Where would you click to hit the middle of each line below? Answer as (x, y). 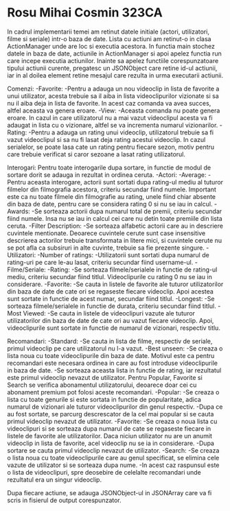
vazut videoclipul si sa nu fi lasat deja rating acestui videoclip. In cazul (106, 139)
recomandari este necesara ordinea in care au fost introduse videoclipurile (113, 363)
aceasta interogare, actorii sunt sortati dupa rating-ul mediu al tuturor (125, 182)
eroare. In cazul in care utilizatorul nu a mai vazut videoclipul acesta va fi (110, 117)
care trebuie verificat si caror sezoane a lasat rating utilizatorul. (96, 154)
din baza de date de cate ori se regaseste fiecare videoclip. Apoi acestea (111, 291)
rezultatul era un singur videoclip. (54, 479)
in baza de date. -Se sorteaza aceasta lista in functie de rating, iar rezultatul (114, 370)
